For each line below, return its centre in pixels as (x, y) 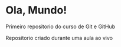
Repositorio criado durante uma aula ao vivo (59, 38)
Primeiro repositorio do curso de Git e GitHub (60, 26)
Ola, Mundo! (36, 10)
